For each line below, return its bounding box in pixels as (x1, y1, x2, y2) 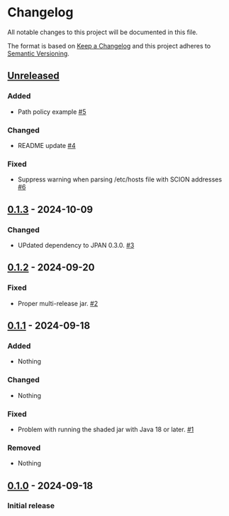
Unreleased (7, 70, 60, 82)
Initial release (7, 501, 55, 511)
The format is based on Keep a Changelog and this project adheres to (7, 41, 211, 50)
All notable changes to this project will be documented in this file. (7, 28, 199, 36)
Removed (7, 443, 41, 453)
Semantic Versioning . (7, 49, 69, 58)
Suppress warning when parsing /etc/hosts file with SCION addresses (17, 175, 222, 184)
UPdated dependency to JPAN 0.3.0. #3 (17, 241, 135, 249)
